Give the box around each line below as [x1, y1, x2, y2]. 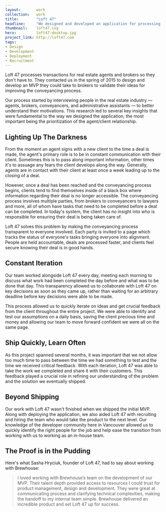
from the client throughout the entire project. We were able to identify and [5, 308, 156, 314]
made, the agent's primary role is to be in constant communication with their [5, 151, 161, 157]
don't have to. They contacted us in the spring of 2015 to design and [5, 77, 145, 83]
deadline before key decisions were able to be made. [5, 293, 113, 299]
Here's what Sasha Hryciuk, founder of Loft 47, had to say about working [5, 460, 154, 466]
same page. [5, 324, 29, 330]
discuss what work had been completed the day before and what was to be [5, 277, 159, 284]
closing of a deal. [5, 173, 41, 179]
